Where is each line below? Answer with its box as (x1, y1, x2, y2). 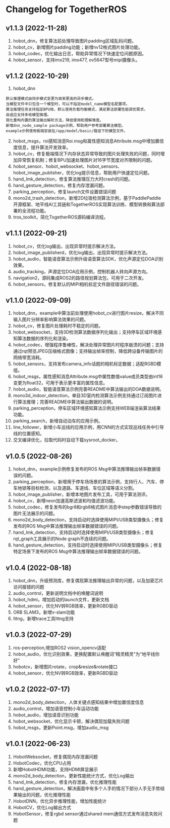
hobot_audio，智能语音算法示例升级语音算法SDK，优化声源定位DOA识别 (13, 256, 163, 262)
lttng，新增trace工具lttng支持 (13, 616, 74, 622)
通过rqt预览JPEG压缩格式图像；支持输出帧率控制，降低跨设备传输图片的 (13, 348, 163, 354)
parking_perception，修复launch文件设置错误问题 (13, 189, 117, 195)
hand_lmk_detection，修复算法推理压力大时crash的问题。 (13, 176, 133, 182)
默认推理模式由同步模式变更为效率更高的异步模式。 (6, 96, 96, 101)
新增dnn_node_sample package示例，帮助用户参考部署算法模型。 (6, 123, 126, 128)
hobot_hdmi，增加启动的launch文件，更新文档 (13, 597, 109, 603)
